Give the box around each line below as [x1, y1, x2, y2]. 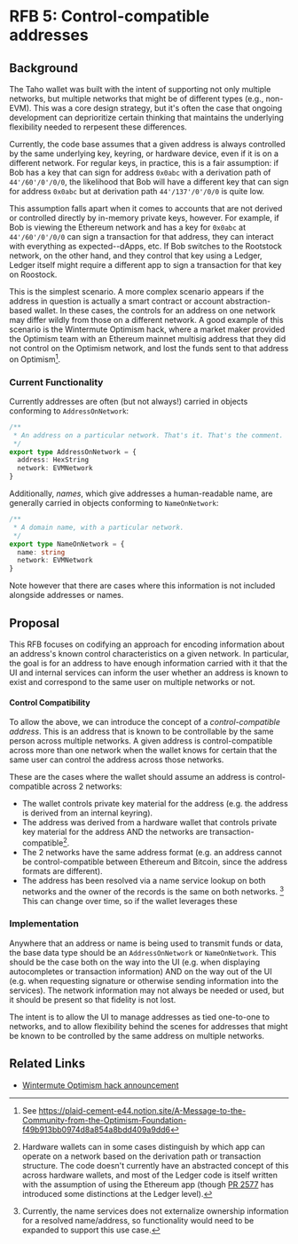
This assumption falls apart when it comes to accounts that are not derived [9, 203, 283, 214]
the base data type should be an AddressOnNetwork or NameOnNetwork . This [9, 947, 277, 957]
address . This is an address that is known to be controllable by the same [9, 726, 274, 737]
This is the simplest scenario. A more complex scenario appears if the [9, 287, 264, 296]
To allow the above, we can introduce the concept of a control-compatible [9, 717, 281, 728]
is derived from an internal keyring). [21, 807, 153, 818]
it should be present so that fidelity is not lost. [9, 994, 176, 1004]
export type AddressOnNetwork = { [9, 447, 137, 456]
